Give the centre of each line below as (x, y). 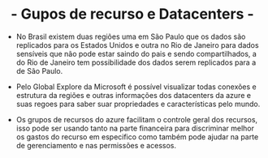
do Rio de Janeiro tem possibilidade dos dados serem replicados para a (136, 62)
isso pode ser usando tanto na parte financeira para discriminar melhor (135, 128)
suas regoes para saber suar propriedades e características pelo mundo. (138, 104)
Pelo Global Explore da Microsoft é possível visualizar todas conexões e (136, 87)
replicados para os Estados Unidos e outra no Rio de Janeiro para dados (137, 45)
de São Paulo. (39, 70)
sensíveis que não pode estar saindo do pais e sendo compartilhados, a (136, 53)
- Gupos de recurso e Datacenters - (132, 14)
